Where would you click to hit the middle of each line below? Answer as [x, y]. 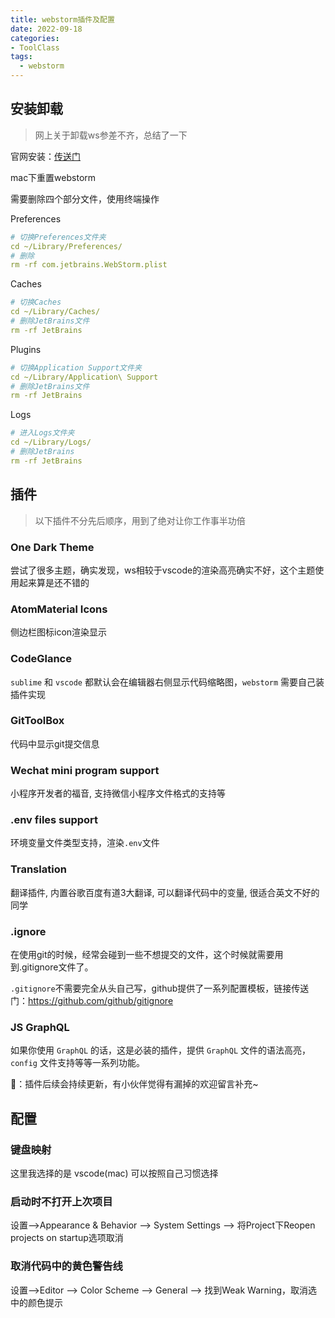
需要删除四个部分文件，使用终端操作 [85, 198]
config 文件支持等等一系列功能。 [77, 1063]
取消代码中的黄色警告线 [66, 1266]
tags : [21, 57]
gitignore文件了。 [57, 967]
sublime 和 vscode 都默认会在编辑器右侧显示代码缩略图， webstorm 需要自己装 [167, 682]
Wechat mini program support [85, 770]
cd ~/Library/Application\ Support [84, 377]
